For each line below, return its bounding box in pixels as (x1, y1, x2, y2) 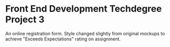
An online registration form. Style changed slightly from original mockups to (5, 30, 165, 36)
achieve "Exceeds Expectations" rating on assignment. (5, 36, 121, 42)
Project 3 (5, 14, 45, 25)
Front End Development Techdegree (5, 3, 162, 15)
